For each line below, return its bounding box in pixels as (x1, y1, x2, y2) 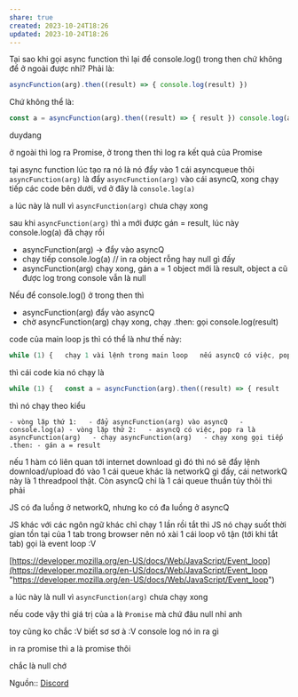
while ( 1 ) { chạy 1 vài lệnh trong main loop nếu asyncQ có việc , (9, 351, 276, 360)
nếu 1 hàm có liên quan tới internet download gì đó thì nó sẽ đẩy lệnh (9, 456, 260, 467)
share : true (9, 12, 53, 22)
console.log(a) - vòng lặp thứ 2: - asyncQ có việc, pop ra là (9, 425, 255, 434)
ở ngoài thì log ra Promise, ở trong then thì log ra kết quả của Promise (9, 148, 263, 158)
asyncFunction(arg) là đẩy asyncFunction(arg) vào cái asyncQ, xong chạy (9, 174, 279, 185)
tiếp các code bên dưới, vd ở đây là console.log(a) (9, 183, 195, 194)
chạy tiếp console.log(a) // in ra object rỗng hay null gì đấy (21, 254, 236, 265)
